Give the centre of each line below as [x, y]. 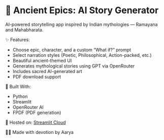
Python [20, 96]
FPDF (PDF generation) [37, 112]
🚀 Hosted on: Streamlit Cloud [36, 122]
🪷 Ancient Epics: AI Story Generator [82, 10]
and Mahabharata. [24, 29]
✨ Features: [18, 40]
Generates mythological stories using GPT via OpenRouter [74, 66]
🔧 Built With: [18, 86]
